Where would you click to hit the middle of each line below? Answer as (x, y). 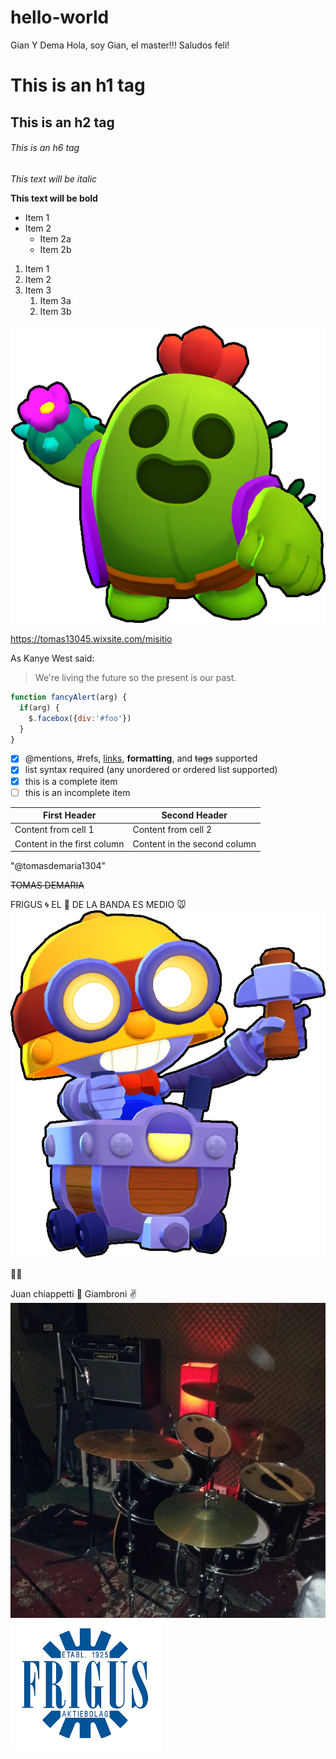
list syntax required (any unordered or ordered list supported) (151, 770)
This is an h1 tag (78, 85)
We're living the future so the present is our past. (135, 678)
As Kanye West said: (52, 658)
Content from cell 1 (54, 830)
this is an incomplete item (77, 792)
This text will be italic (54, 178)
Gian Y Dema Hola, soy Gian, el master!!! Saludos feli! (120, 45)
